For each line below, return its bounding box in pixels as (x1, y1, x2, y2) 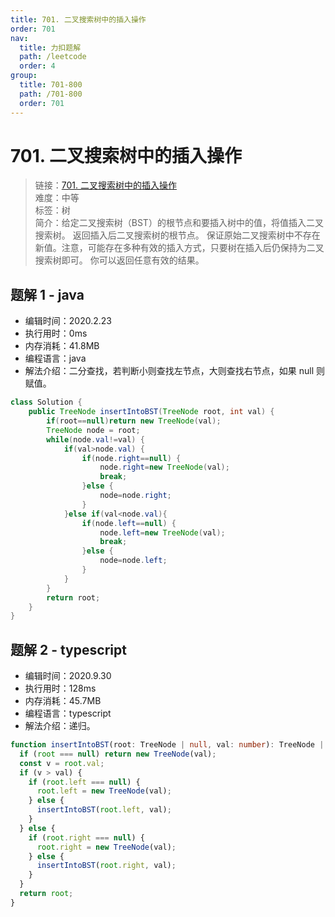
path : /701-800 (19, 89, 83, 99)
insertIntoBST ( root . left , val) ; (36, 805, 172, 815)
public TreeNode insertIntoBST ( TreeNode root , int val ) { (28, 407, 275, 417)
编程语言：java (24, 352, 87, 365)
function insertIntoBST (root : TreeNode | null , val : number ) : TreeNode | (10, 740, 325, 750)
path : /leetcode (19, 52, 87, 62)
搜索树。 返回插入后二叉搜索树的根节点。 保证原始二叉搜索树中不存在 (34, 229, 321, 241)
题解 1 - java (10, 286, 85, 303)
